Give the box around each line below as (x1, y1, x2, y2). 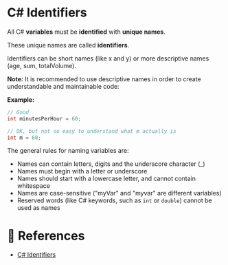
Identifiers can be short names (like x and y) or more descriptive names (7, 54, 209, 63)
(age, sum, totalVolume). (7, 61, 77, 70)
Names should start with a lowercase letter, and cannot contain (16, 174, 196, 183)
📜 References (7, 228, 85, 244)
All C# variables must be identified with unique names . (7, 28, 166, 36)
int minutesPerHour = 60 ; (7, 115, 81, 122)
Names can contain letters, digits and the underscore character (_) (16, 160, 205, 168)
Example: (7, 95, 35, 104)
